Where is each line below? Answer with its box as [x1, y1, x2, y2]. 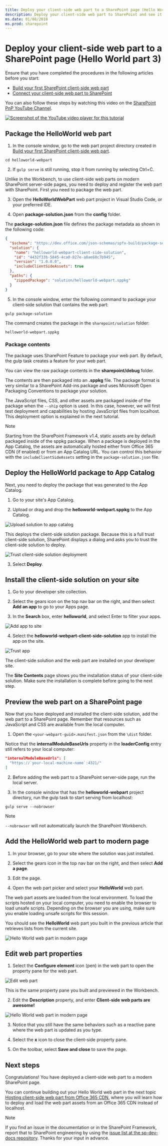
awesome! [12, 1003, 35, 1009]
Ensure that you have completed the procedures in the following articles [5, 70, 153, 76]
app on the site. [12, 638, 45, 644]
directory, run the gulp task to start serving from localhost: [12, 794, 133, 800]
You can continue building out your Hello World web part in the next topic [5, 1089, 156, 1095]
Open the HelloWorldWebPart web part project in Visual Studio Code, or [12, 196, 162, 202]
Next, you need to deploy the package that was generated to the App [5, 482, 148, 488]
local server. [12, 779, 38, 785]
